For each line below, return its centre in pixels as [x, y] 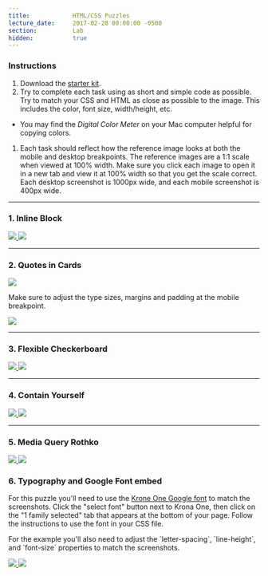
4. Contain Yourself [47, 396]
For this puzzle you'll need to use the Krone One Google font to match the [129, 499]
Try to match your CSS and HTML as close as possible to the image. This [140, 100]
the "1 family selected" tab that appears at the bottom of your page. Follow [131, 515]
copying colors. [45, 132]
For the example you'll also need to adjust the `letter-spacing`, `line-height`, [132, 539]
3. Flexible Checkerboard [58, 349]
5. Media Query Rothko [53, 442]
